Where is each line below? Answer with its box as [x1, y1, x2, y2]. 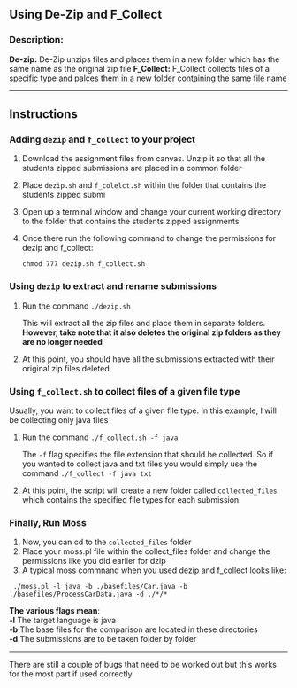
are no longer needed [21, 336, 103, 347]
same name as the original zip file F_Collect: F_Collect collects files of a [9, 63, 270, 74]
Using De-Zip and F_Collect [9, 7, 163, 22]
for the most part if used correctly [9, 668, 133, 679]
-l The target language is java [9, 615, 117, 626]
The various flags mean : [9, 606, 100, 616]
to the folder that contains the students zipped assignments [21, 216, 240, 227]
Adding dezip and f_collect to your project [9, 133, 196, 145]
